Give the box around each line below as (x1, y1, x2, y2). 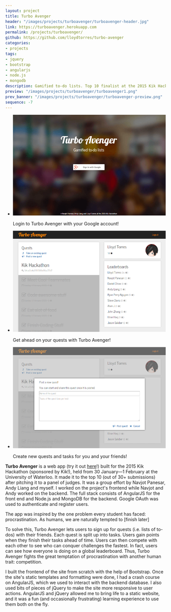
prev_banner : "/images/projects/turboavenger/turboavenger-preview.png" (5, 94, 163, 99)
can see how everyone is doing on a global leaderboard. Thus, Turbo (5, 548, 150, 554)
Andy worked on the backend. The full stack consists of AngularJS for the (5, 490, 160, 497)
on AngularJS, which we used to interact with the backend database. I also (5, 579, 162, 586)
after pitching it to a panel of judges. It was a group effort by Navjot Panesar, (5, 479, 166, 486)
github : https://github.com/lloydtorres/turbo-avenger (5, 35, 124, 40)
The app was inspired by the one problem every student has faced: (5, 511, 146, 517)
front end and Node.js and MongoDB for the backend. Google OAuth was (5, 496, 159, 502)
